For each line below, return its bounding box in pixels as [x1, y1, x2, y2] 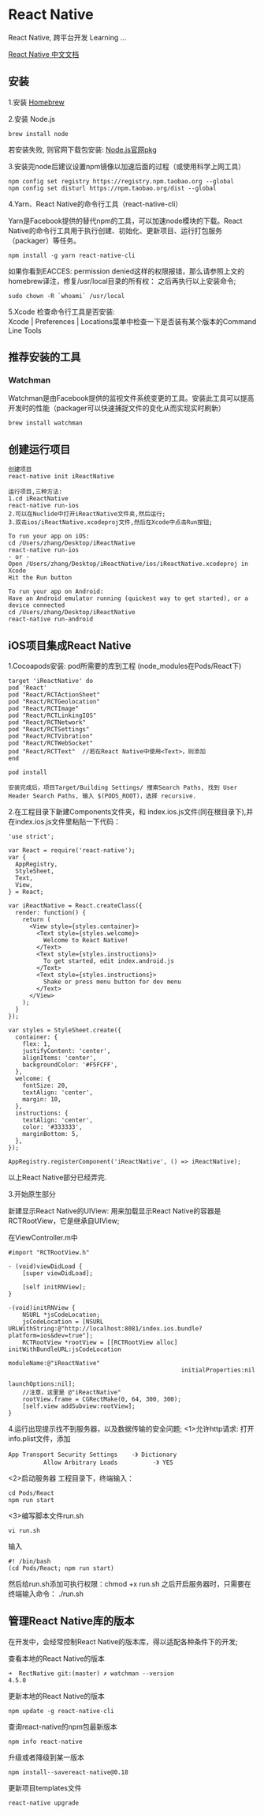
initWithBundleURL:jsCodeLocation [8, 1345, 122, 1353]
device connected [8, 602, 65, 609]
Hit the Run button [8, 574, 73, 582]
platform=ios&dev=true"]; [8, 1332, 93, 1340]
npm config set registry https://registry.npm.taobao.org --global [8, 177, 235, 185]
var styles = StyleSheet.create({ [8, 1026, 122, 1035]
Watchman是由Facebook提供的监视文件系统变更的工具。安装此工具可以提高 [8, 394, 255, 403]
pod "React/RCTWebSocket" [8, 739, 93, 748]
